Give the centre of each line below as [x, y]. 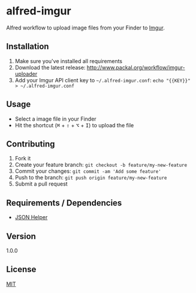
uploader [26, 74]
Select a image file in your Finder [56, 119]
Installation [28, 47]
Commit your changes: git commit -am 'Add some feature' [88, 171]
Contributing [31, 144]
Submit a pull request [41, 184]
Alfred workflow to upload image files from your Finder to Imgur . [85, 28]
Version [21, 236]
